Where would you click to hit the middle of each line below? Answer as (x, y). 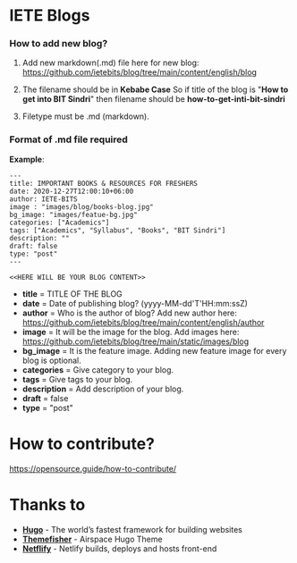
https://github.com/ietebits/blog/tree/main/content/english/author (143, 322)
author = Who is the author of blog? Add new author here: (129, 313)
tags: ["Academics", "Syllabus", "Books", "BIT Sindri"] (118, 230)
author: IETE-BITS (43, 199)
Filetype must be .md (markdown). (85, 116)
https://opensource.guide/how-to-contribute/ (93, 468)
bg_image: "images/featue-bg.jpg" (74, 214)
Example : (27, 159)
